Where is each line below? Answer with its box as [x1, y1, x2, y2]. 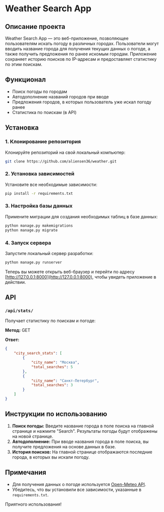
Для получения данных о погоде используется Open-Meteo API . [12, 481, 146, 487]
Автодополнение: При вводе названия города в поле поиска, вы [12, 439, 149, 444]
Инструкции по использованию [5, 410, 107, 419]
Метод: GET [5, 327, 31, 333]
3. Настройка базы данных [5, 203, 73, 209]
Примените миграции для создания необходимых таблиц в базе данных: [5, 213, 158, 219]
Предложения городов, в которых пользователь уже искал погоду [12, 99, 152, 105]
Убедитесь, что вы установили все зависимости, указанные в [12, 487, 142, 492]
